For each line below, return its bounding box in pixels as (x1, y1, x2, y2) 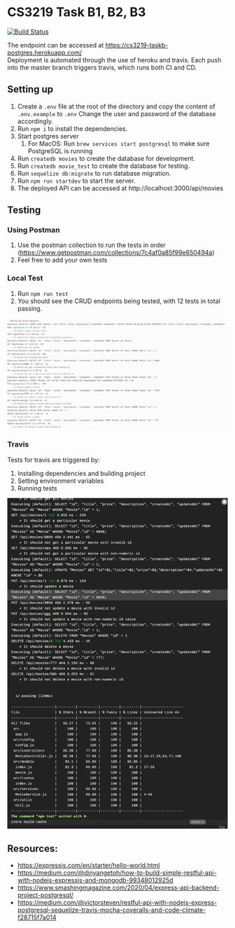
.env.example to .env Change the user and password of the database (17, 109, 216, 118)
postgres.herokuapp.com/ (7, 48, 83, 57)
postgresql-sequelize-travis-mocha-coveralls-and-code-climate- (17, 906, 206, 914)
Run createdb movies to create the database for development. (17, 154, 196, 162)
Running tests (17, 484, 57, 492)
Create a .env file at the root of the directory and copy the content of (17, 102, 215, 111)
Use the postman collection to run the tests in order (17, 241, 166, 249)
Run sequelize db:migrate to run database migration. (17, 169, 171, 177)
